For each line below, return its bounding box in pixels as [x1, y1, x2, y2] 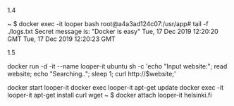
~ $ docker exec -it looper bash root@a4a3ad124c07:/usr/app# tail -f [7, 20, 209, 28]
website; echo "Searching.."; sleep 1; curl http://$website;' [7, 70, 176, 78]
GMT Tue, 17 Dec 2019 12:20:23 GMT [7, 35, 116, 43]
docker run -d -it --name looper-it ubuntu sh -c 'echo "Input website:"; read [7, 62, 228, 70]
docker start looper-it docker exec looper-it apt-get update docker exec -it [7, 83, 224, 91]
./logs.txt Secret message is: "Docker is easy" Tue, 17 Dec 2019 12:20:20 [7, 28, 218, 35]
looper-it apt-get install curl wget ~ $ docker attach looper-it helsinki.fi [7, 91, 212, 99]
